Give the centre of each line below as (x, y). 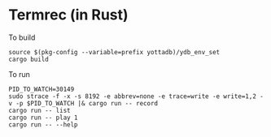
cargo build (28, 59)
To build (22, 37)
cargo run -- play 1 (44, 118)
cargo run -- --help (44, 124)
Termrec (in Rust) (68, 15)
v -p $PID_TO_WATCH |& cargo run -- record (83, 103)
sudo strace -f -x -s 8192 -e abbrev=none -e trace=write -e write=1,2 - (136, 96)
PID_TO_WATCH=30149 (42, 89)
